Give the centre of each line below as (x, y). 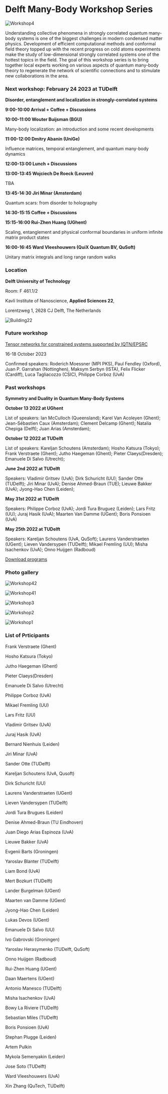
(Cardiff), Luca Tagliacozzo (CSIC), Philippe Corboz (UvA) (65, 374)
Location (16, 270)
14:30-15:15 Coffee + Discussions (41, 213)
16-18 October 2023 (26, 354)
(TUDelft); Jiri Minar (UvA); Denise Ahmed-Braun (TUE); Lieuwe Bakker (79, 484)
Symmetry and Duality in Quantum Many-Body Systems (65, 399)
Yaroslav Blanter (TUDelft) (32, 861)
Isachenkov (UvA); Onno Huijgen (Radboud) (50, 550)
